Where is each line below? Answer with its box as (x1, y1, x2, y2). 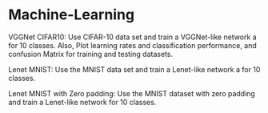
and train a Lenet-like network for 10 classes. (8, 97, 157, 107)
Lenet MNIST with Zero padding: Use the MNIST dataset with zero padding (8, 88, 256, 98)
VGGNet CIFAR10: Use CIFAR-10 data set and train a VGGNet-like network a (8, 32, 258, 42)
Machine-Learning (8, 6, 134, 24)
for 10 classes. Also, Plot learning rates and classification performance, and (8, 40, 258, 50)
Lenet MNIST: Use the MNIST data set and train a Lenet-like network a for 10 (8, 64, 261, 74)
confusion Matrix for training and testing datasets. (8, 49, 174, 59)
